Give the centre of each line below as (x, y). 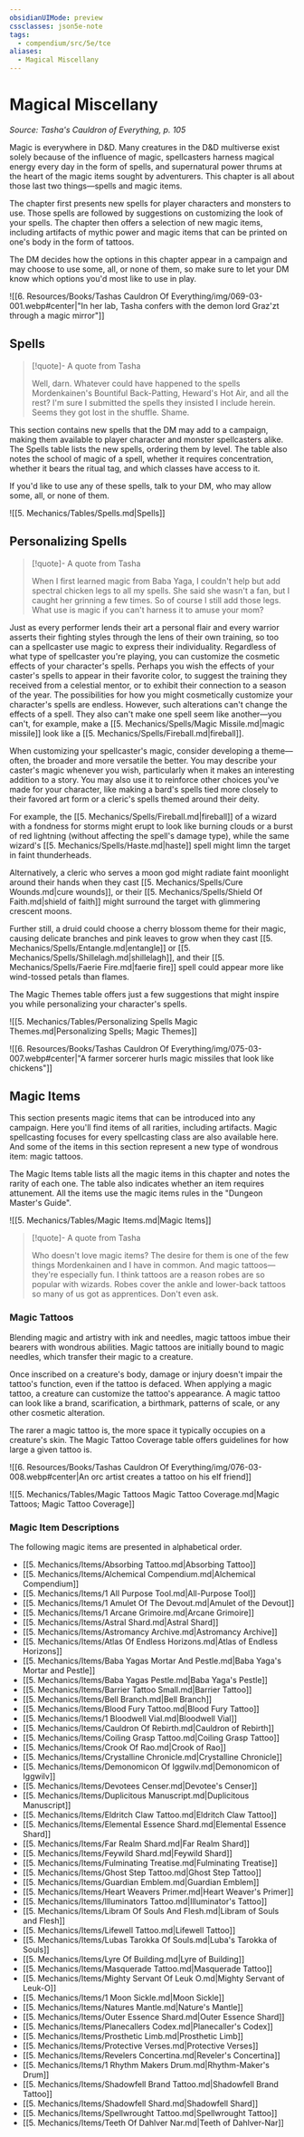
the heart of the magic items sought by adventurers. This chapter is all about (152, 176)
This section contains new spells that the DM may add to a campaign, (139, 429)
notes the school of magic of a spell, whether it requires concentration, (142, 458)
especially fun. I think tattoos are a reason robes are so (162, 1275)
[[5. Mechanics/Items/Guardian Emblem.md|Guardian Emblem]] (141, 1882)
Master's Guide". (41, 1203)
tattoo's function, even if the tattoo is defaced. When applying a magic (141, 1383)
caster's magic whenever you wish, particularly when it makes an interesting (152, 770)
